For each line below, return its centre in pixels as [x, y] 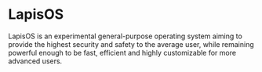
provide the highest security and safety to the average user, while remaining [131, 44]
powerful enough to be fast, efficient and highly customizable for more [122, 52]
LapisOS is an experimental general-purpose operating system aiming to [126, 36]
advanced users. [35, 61]
